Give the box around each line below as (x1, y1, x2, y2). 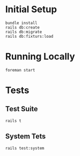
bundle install (5, 20, 38, 25)
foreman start (5, 67, 36, 72)
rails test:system (5, 145, 44, 151)
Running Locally (5, 51, 75, 62)
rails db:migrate (5, 29, 42, 34)
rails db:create (5, 24, 40, 30)
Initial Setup (5, 4, 57, 15)
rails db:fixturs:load (5, 34, 54, 39)
